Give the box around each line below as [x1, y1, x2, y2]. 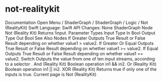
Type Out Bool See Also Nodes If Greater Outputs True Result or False [5, 35, 145, 41]
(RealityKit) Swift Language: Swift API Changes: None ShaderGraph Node [5, 24, 153, 30]
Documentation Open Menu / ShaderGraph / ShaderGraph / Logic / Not [5, 20, 148, 25]
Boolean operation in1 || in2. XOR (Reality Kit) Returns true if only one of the [5, 66, 157, 72]
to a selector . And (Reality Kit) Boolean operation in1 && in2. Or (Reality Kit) [5, 61, 157, 67]
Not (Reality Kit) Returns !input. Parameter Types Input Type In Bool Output [5, 30, 156, 36]
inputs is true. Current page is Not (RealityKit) [5, 71, 97, 77]
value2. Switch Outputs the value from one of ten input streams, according [5, 56, 155, 61]
